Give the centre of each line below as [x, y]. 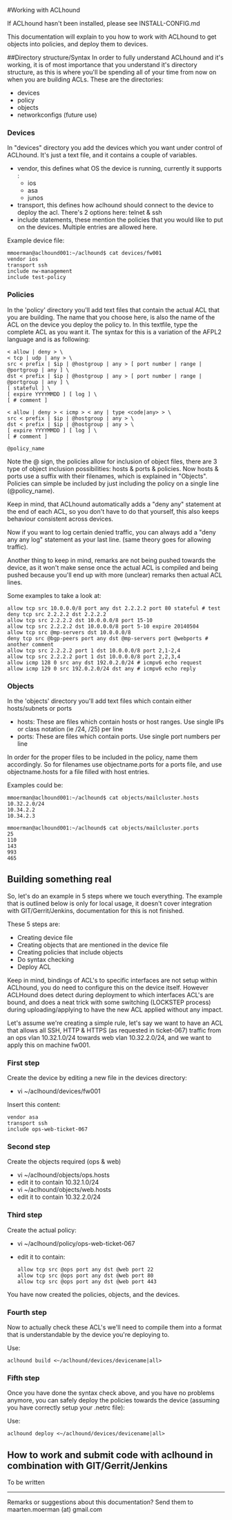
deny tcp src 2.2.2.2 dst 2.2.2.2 [57, 614]
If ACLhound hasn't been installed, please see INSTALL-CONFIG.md [104, 23]
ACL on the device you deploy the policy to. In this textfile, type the [103, 325]
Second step [29, 1146]
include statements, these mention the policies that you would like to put [120, 220]
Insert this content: [34, 1105]
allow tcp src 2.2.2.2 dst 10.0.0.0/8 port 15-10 [80, 620]
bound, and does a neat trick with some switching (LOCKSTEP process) [109, 1002]
